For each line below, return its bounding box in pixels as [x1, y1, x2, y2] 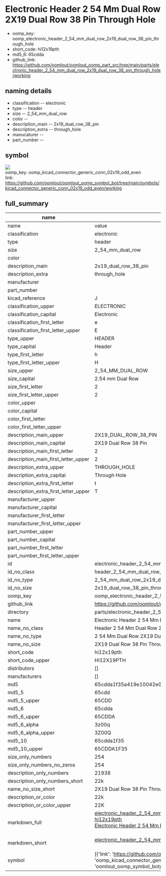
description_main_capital [7, 440, 66, 447]
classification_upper [7, 303, 54, 310]
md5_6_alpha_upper [7, 729, 55, 736]
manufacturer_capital [7, 504, 57, 511]
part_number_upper [7, 528, 54, 535]
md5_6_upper [7, 713, 40, 720]
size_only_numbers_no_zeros [7, 762, 76, 769]
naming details [5, 87, 52, 95]
